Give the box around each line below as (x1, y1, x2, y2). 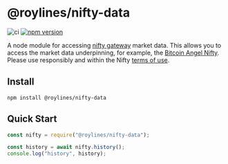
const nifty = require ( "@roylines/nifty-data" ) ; (7, 131, 150, 138)
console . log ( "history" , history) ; (7, 150, 107, 157)
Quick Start (7, 113, 57, 125)
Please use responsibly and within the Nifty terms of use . (7, 55, 170, 64)
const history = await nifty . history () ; (7, 144, 126, 151)
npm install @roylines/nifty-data (7, 94, 107, 101)
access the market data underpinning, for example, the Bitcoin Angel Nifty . (7, 48, 220, 57)
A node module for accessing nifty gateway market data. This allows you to (7, 41, 222, 49)
